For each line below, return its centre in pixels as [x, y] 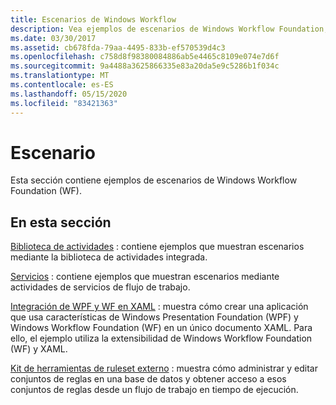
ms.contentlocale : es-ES [62, 85]
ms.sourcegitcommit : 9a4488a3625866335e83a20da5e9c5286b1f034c [145, 66]
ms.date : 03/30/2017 [53, 38]
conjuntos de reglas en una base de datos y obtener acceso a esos [148, 379]
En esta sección [61, 222]
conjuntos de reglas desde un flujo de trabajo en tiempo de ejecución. [154, 390]
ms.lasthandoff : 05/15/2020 [69, 94]
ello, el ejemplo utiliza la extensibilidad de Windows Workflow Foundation [161, 338]
